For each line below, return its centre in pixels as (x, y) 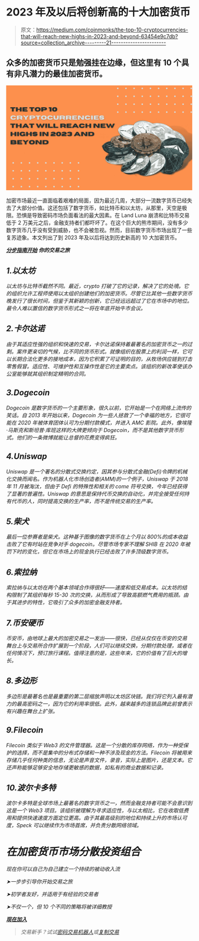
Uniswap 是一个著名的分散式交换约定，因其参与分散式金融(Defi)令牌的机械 (97, 471)
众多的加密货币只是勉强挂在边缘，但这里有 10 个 (94, 63)
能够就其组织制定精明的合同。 (53, 373)
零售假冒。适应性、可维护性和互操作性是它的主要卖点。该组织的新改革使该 (97, 366)
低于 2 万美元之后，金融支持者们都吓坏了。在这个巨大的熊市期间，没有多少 (97, 223)
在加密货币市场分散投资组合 (74, 852)
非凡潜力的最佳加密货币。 (61, 74)
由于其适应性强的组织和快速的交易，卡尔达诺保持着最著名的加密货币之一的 (97, 344)
